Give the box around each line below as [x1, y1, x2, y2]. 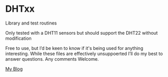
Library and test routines [5, 20, 57, 26]
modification [5, 35, 32, 41]
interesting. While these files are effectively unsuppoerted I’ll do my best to [5, 50, 163, 57]
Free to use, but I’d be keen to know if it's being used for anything [5, 45, 143, 51]
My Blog [5, 66, 23, 72]
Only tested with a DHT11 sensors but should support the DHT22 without [5, 30, 158, 36]
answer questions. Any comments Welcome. [5, 56, 99, 62]
